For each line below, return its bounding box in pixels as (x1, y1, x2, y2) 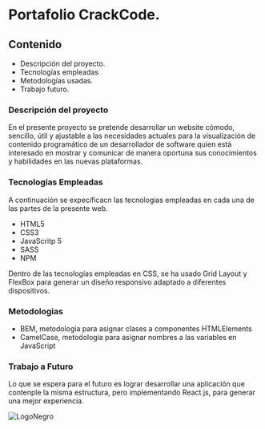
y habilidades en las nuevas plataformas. (8, 156, 143, 166)
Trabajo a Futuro (8, 361, 74, 372)
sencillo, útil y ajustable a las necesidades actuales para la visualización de (8, 131, 256, 141)
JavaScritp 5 (19, 236, 62, 245)
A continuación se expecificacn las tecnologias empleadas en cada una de (8, 195, 255, 204)
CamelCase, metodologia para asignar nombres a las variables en (19, 332, 237, 342)
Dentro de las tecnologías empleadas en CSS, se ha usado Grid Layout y (8, 269, 247, 278)
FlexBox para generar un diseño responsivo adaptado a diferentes (8, 277, 227, 286)
